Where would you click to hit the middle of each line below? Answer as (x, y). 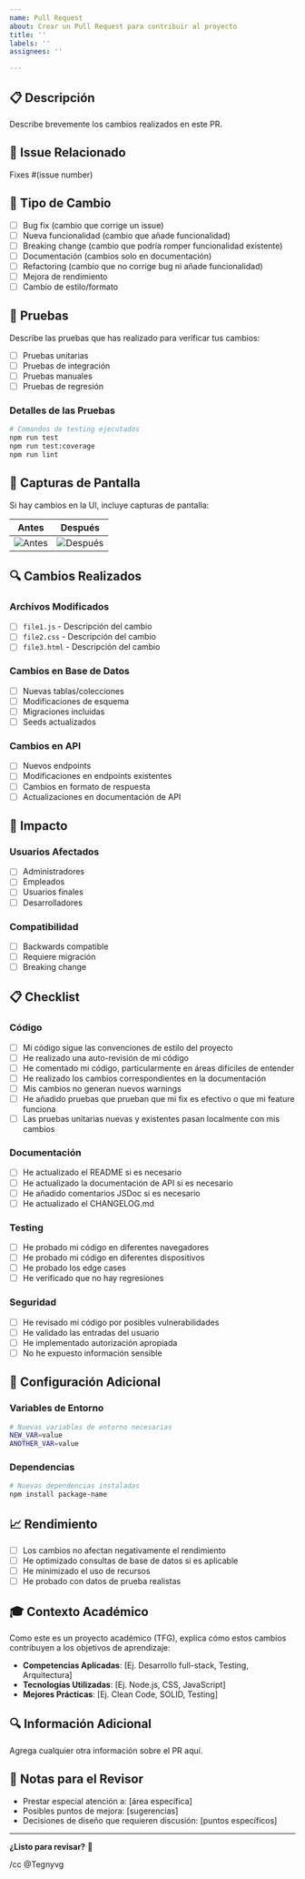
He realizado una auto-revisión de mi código (105, 1057)
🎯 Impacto (39, 826)
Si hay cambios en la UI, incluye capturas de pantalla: (109, 505)
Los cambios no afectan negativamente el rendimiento (124, 1551)
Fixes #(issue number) (51, 175)
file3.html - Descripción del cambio (91, 647)
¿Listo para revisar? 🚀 (51, 1846)
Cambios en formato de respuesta (86, 786)
